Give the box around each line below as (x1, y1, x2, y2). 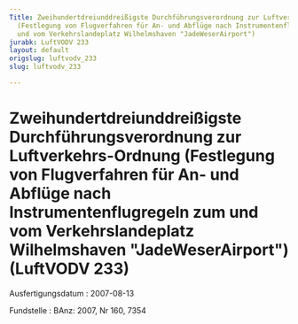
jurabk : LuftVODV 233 (9, 37, 90, 47)
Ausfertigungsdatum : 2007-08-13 (9, 288, 135, 298)
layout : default (9, 46, 69, 55)
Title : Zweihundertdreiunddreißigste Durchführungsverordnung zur (9, 12, 260, 22)
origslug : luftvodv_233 (9, 54, 98, 63)
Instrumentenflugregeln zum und (9, 203, 259, 222)
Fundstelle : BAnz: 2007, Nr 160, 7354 (9, 305, 146, 315)
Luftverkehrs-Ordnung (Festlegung (9, 146, 275, 166)
